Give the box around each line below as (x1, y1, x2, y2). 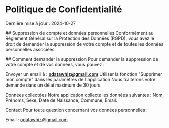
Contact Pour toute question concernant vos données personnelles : (5, 107, 148, 113)
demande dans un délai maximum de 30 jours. (5, 82, 102, 88)
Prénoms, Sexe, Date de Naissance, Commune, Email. (5, 97, 117, 103)
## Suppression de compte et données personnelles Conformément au (5, 30, 154, 36)
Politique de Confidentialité (5, 4, 122, 15)
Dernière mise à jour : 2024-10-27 (5, 20, 76, 26)
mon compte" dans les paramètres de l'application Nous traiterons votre (5, 76, 156, 82)
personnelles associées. (5, 46, 56, 52)
